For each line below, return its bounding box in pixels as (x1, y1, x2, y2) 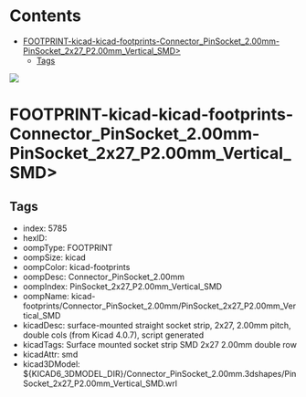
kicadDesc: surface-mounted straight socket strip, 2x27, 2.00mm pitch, (22, 319, 291, 330)
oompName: (22, 290, 70, 301)
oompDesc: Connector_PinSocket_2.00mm (22, 271, 185, 282)
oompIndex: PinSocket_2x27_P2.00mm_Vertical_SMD (22, 280, 222, 292)
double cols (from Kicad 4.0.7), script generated (22, 329, 204, 340)
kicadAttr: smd (22, 349, 79, 360)
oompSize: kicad (22, 252, 87, 263)
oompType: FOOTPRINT (22, 242, 113, 253)
